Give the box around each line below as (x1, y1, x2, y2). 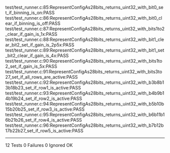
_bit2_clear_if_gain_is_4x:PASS (5, 53, 69, 59)
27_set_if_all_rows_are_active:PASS (5, 74, 78, 80)
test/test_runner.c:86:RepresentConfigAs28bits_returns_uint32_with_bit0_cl (5, 15, 162, 21)
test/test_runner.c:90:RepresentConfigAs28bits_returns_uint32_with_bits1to (5, 58, 163, 64)
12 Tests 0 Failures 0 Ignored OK (5, 142, 73, 148)
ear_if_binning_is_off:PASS (5, 20, 61, 26)
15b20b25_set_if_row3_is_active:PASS (5, 106, 85, 112)
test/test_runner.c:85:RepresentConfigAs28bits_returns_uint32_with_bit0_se (5, 5, 163, 10)
